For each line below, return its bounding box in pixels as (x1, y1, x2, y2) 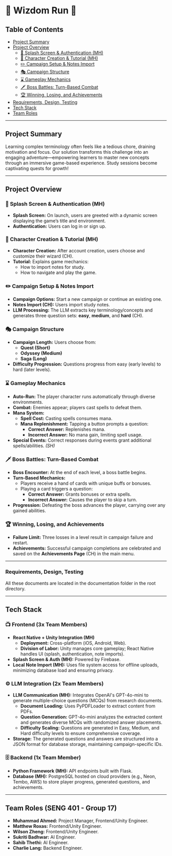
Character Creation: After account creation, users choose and (12, 247, 145, 253)
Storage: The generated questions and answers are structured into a (12, 735, 158, 742)
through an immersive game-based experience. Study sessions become (5, 159, 158, 166)
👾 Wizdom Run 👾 (5, 5, 77, 16)
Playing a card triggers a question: (20, 485, 93, 491)
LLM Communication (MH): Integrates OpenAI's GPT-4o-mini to (12, 691, 149, 698)
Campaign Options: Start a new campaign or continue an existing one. (12, 296, 162, 302)
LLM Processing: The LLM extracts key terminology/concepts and (12, 307, 153, 313)
